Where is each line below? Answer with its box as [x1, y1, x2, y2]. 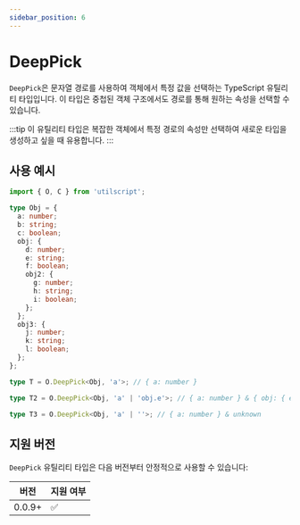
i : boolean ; [32, 295, 78, 304]
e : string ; [25, 254, 66, 262]
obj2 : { [25, 270, 54, 279]
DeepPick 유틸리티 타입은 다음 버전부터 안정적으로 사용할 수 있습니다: [9, 462, 248, 473]
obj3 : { [17, 320, 46, 329]
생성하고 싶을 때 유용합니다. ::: [9, 135, 114, 146]
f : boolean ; [25, 262, 70, 271]
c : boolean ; [17, 229, 62, 237]
